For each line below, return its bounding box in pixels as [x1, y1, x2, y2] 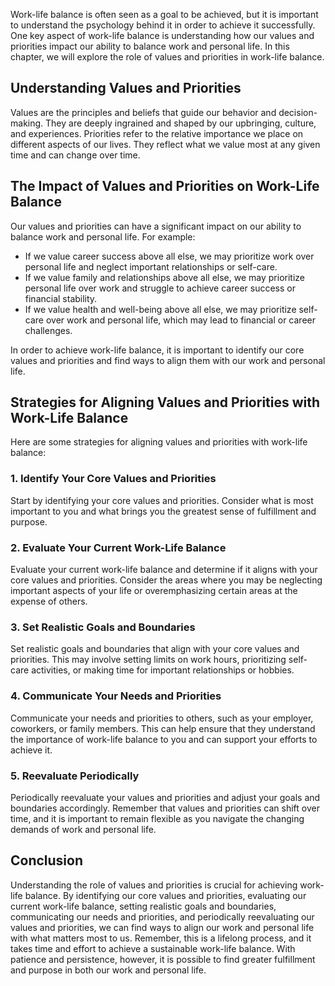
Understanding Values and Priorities [10, 80, 242, 97]
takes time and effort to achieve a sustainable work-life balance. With [10, 942, 296, 954]
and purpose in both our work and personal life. [10, 964, 207, 976]
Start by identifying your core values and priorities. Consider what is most [10, 494, 314, 506]
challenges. [24, 324, 73, 336]
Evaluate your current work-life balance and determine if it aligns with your [10, 564, 318, 576]
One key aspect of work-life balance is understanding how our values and [10, 30, 315, 41]
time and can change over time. [10, 149, 141, 161]
